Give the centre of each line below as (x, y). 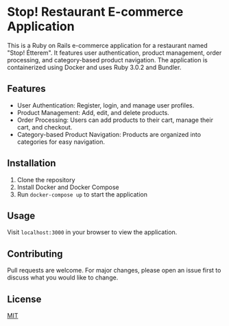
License (24, 299)
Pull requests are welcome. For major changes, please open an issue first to (114, 271)
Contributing (35, 254)
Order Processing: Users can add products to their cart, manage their (115, 120)
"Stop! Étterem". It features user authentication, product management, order (114, 53)
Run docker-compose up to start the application (82, 194)
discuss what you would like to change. (63, 277)
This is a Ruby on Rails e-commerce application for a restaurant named (107, 45)
